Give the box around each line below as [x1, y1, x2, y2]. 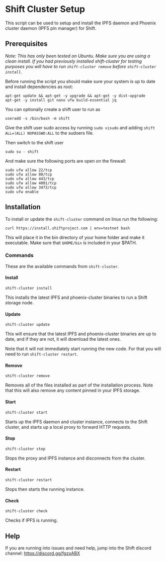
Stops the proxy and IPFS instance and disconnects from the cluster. [5, 455, 146, 461]
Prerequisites [5, 40, 48, 48]
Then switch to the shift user [5, 139, 64, 145]
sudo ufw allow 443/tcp [5, 176, 55, 181]
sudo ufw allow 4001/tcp [5, 181, 57, 186]
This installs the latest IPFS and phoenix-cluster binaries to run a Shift [5, 294, 148, 300]
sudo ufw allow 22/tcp [5, 168, 52, 173]
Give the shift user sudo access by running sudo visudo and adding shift [5, 124, 155, 130]
